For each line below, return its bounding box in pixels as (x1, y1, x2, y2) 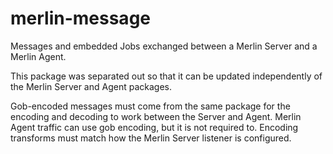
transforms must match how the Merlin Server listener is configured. (10, 132, 292, 144)
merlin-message (10, 7, 151, 30)
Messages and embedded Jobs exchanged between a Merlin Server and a (10, 40, 318, 52)
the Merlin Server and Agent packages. (10, 80, 172, 92)
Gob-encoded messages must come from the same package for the (10, 100, 291, 112)
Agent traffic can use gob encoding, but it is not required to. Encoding (10, 121, 299, 133)
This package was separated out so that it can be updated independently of (10, 70, 323, 82)
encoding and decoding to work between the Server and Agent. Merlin (10, 110, 302, 122)
